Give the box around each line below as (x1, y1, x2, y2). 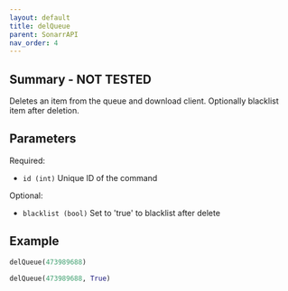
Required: (9, 155, 46, 166)
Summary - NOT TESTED (9, 71, 152, 86)
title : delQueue (9, 22, 70, 31)
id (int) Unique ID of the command (22, 172, 158, 183)
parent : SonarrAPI (9, 30, 79, 39)
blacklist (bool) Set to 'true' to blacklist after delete (22, 207, 221, 218)
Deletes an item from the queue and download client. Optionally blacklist (9, 95, 280, 106)
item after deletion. (9, 105, 79, 116)
